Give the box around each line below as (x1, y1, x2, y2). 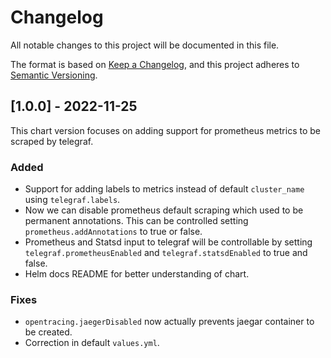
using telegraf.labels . (24, 194, 121, 206)
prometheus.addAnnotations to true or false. (24, 226, 203, 238)
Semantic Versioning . (10, 69, 98, 81)
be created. (24, 326, 73, 338)
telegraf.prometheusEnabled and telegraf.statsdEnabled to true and (24, 247, 308, 259)
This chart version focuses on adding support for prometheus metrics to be (10, 124, 321, 136)
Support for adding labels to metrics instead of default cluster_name (24, 183, 305, 195)
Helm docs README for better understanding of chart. (24, 268, 250, 280)
